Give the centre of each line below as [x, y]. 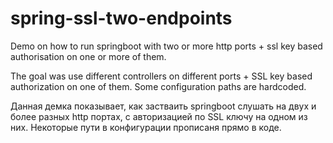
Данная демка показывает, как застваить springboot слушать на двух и [163, 106]
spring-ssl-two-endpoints [121, 18]
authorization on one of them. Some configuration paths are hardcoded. [158, 86]
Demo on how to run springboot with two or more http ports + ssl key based [166, 46]
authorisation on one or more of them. [88, 56]
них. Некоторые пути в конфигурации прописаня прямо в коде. [146, 127]
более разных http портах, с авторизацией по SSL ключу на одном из [159, 116]
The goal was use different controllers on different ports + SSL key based [161, 76]
